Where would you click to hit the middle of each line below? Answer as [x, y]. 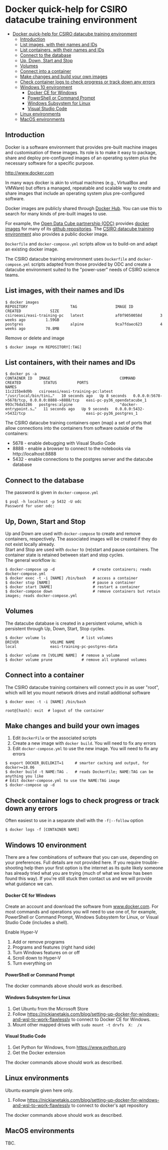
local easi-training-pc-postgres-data [61, 646]
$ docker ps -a [21, 374]
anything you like [24, 776]
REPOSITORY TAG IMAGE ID [69, 307]
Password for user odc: [30, 506]
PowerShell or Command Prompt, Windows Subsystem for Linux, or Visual [82, 917]
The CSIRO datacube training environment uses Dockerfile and [71, 259]
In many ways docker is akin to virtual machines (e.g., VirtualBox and [76, 182]
